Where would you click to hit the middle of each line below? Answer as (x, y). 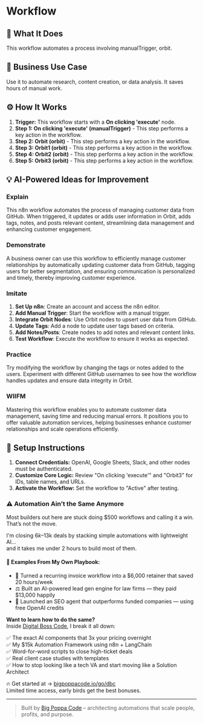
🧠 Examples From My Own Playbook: (53, 562)
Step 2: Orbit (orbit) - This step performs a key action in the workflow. (102, 141)
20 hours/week (34, 582)
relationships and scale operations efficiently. (63, 429)
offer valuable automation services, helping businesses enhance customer (99, 422)
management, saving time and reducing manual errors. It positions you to (97, 416)
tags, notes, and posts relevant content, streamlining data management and (100, 223)
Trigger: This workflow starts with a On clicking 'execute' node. (95, 122)
